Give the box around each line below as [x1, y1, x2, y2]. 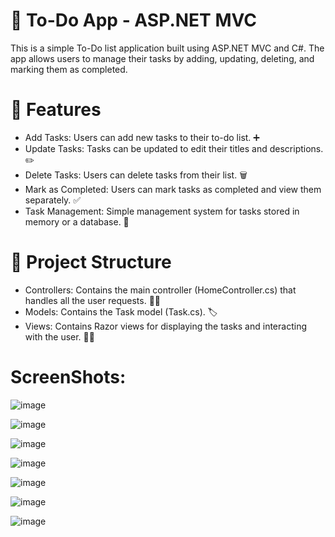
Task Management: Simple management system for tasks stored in [24, 205, 300, 217]
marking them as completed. [10, 63, 128, 75]
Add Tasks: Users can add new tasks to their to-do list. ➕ [24, 131, 260, 143]
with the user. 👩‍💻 [24, 330, 95, 343]
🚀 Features [10, 99, 102, 121]
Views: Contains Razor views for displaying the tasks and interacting [24, 320, 307, 332]
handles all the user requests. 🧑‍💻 [24, 294, 162, 306]
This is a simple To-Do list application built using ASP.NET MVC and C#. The [10, 42, 325, 54]
